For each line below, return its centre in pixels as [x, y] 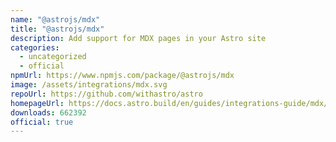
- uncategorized [53, 57]
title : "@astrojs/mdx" [57, 29]
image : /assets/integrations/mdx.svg [89, 85]
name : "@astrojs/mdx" [55, 19]
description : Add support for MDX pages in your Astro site [138, 38]
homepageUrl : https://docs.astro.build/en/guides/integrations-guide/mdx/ [169, 103]
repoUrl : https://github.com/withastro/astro [106, 94]
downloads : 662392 [48, 112]
